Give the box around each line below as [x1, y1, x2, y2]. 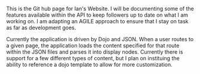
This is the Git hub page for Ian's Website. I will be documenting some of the [6, 5, 194, 12]
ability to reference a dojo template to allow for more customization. [6, 61, 173, 68]
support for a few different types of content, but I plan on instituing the [6, 55, 180, 61]
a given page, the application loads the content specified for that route [6, 42, 180, 49]
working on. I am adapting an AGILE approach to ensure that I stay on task [6, 18, 189, 24]
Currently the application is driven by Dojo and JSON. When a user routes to [6, 36, 194, 42]
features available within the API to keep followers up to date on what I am [6, 11, 189, 18]
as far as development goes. [6, 24, 76, 31]
